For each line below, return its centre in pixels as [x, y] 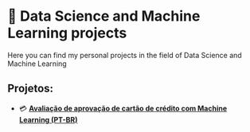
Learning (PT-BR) [48, 119]
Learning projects [67, 33]
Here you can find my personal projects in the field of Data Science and [125, 55]
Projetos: [30, 89]
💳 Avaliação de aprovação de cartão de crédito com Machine [123, 108]
